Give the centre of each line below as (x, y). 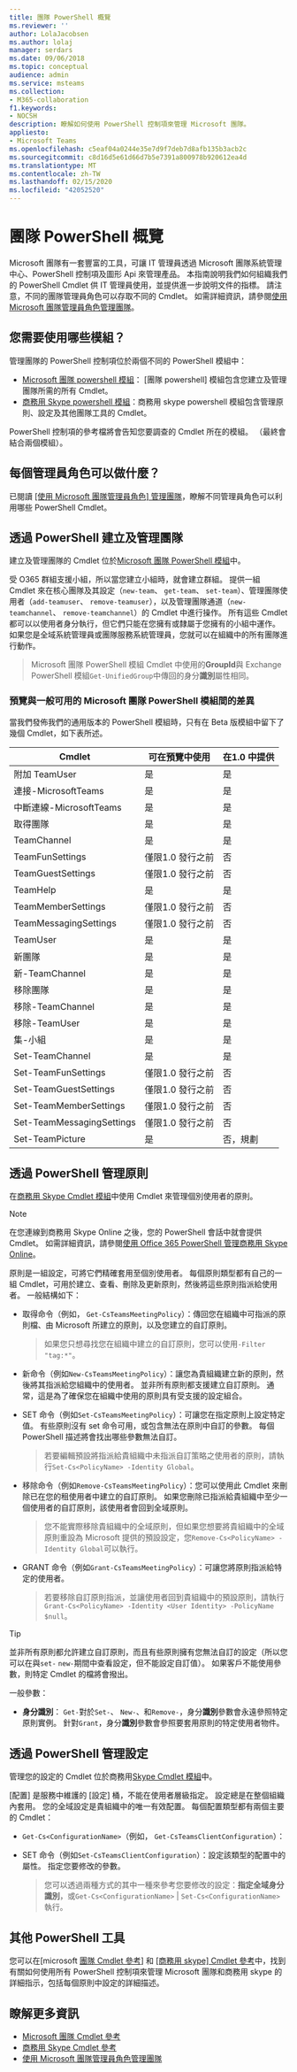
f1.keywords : (33, 108)
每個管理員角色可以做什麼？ (85, 473)
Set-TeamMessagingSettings (75, 1122)
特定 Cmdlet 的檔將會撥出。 (83, 1675)
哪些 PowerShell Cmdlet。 (64, 507)
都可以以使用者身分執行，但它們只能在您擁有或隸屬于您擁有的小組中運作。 (145, 624)
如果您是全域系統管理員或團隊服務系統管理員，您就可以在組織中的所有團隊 (145, 635)
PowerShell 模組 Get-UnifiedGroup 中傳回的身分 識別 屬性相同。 (142, 676)
